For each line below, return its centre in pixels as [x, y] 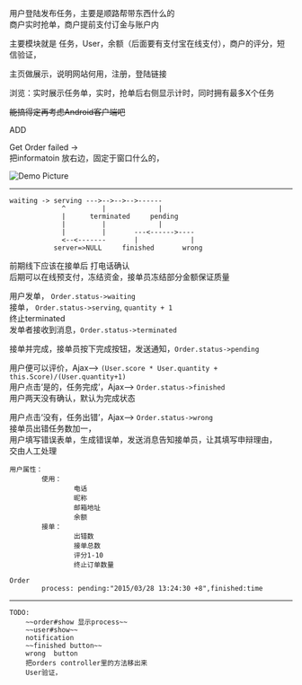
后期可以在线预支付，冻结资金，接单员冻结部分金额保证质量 [120, 277]
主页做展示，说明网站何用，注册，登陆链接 [88, 74]
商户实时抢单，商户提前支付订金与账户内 [84, 24]
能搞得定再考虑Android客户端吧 [67, 112]
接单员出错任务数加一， [53, 428]
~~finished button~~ [64, 645]
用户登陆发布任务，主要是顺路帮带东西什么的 [92, 13]
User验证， [44, 672]
